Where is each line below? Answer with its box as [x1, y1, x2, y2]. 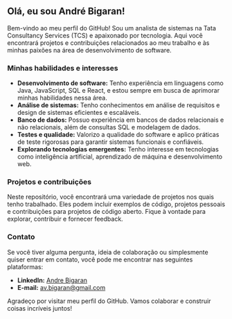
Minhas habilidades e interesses [7, 63, 118, 73]
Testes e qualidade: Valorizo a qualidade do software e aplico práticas [17, 131, 220, 139]
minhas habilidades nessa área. [17, 93, 107, 102]
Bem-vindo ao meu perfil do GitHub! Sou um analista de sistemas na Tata [7, 24, 216, 32]
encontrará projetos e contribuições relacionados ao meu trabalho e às [7, 38, 210, 47]
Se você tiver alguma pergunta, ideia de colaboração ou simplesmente [7, 248, 209, 256]
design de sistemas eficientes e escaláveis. [17, 109, 141, 117]
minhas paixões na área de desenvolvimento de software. [7, 46, 172, 54]
